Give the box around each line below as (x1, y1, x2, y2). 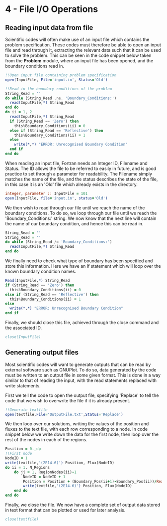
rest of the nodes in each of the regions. (5, 437, 88, 443)
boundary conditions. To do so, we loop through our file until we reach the (5, 210, 157, 216)
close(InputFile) (5, 335, 41, 340)
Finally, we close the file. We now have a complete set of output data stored (5, 502, 161, 508)
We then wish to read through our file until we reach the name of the (5, 204, 145, 210)
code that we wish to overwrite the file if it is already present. (5, 397, 131, 403)
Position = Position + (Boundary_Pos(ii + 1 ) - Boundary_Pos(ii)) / (23, 479, 157, 484)
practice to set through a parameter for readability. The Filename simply (5, 171, 153, 176)
